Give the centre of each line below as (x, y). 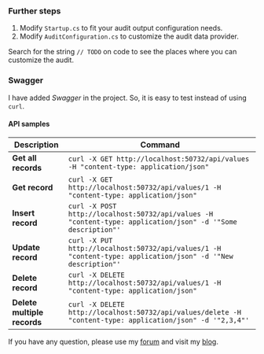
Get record (33, 187)
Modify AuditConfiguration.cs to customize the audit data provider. (129, 36)
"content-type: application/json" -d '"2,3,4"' (159, 320)
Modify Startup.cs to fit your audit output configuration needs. (121, 28)
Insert (24, 212)
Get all (24, 157)
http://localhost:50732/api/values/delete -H (155, 312)
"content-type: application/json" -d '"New (150, 256)
